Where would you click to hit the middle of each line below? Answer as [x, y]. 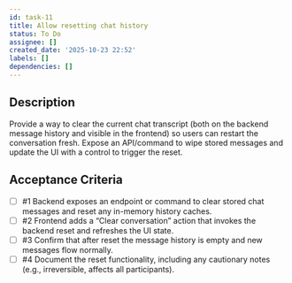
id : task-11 [31, 17]
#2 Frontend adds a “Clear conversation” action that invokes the [139, 220]
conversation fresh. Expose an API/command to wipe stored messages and [146, 142]
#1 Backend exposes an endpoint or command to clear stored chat [143, 201]
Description [42, 103]
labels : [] [29, 58]
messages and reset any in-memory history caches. [117, 211]
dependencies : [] [41, 67]
